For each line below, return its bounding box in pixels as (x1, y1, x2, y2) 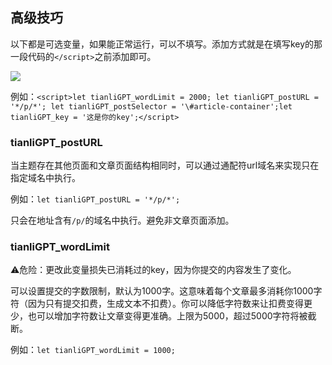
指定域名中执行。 (10, 172, 81, 184)
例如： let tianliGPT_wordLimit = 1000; (10, 344, 176, 356)
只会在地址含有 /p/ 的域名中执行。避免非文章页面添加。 (10, 214, 235, 227)
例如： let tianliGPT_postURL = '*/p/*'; (10, 193, 181, 205)
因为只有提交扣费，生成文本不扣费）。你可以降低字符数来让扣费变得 (27, 298, 304, 310)
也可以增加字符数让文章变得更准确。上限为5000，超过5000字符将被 (27, 310, 308, 322)
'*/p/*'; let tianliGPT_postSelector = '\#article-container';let (10, 101, 293, 112)
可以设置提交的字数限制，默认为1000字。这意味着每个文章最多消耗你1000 (10, 285, 314, 297)
